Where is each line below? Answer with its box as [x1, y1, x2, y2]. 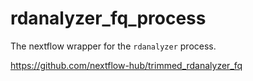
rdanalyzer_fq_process [10, 7, 207, 30]
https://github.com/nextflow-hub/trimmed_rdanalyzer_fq [10, 59, 243, 71]
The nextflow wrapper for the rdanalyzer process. [10, 40, 217, 52]
